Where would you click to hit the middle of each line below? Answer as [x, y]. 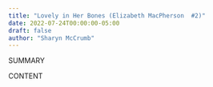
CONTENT [26, 76]
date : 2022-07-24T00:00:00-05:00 [64, 23]
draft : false [30, 30]
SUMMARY [27, 61]
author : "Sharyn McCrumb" [51, 38]
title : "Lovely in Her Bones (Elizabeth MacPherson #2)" [107, 16]
